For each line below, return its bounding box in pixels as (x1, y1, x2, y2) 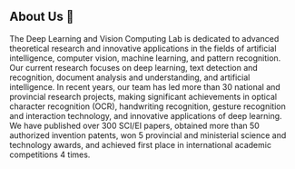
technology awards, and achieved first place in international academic (9, 139, 272, 150)
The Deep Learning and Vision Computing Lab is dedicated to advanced (9, 33, 280, 44)
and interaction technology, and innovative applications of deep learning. (9, 110, 283, 121)
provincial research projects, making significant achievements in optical (9, 91, 278, 102)
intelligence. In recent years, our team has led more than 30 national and (9, 81, 281, 92)
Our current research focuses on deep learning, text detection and (9, 62, 259, 73)
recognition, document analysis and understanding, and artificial (9, 72, 251, 83)
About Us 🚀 (9, 9, 74, 25)
